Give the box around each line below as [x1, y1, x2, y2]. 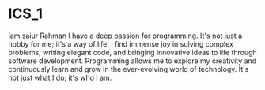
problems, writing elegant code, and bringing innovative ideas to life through [8, 47, 257, 57]
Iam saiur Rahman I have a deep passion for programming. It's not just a [8, 31, 243, 40]
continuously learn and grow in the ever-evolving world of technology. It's [8, 64, 249, 73]
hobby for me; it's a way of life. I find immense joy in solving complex [8, 39, 233, 48]
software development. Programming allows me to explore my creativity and [8, 56, 257, 66]
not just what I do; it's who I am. [8, 73, 112, 82]
